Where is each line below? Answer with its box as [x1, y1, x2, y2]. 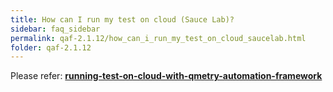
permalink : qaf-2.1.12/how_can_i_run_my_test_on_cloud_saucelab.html [10, 33, 307, 43]
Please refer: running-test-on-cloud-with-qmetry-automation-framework [10, 70, 323, 82]
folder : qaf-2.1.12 [10, 42, 92, 53]
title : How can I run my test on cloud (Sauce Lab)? [10, 14, 235, 25]
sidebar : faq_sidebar [10, 24, 101, 34]
